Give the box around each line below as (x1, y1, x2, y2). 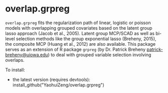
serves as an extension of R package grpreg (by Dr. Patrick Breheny (5, 46, 146, 52)
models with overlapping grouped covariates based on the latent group (5, 25, 152, 31)
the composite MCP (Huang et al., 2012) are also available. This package (5, 41, 156, 47)
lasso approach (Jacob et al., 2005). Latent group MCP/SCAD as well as (5, 30, 155, 36)
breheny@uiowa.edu (5, 51, 48, 58)
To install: (5, 66, 25, 73)
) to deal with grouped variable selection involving (47, 51, 151, 58)
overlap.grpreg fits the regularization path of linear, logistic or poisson (5, 20, 151, 26)
